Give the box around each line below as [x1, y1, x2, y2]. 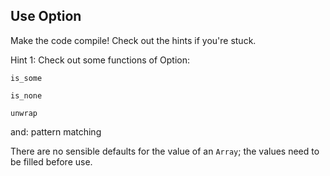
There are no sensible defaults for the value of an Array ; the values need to [10, 145, 320, 157]
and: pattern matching [10, 125, 102, 138]
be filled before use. [10, 155, 93, 168]
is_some [10, 73, 43, 83]
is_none [10, 90, 43, 101]
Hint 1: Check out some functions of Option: [10, 54, 191, 66]
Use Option [10, 8, 82, 25]
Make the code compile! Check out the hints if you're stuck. [10, 34, 257, 46]
